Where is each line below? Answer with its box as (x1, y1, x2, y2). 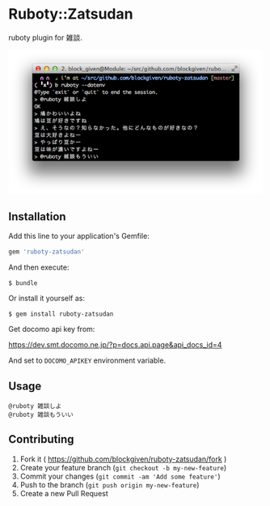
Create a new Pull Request (19, 488, 109, 498)
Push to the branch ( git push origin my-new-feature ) (19, 479, 200, 490)
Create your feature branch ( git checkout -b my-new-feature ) (19, 462, 227, 472)
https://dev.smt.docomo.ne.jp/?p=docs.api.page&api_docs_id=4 (8, 340, 222, 350)
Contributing (8, 432, 74, 446)
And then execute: (8, 262, 70, 272)
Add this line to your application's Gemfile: (8, 232, 150, 241)
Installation (8, 210, 66, 223)
